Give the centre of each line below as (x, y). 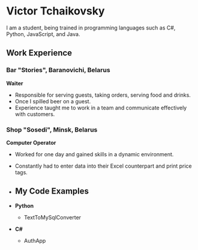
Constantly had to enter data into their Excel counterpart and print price (103, 166)
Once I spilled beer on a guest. (53, 101)
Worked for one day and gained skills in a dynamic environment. (94, 154)
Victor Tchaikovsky (55, 11)
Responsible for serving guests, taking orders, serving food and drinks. (103, 95)
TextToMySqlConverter (52, 217)
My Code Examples (52, 191)
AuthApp (35, 240)
